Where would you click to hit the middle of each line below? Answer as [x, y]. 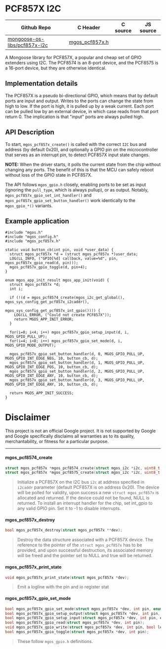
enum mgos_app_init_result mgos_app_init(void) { [57, 280]
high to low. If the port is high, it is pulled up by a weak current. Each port [80, 106]
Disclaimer [28, 417]
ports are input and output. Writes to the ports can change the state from [79, 101]
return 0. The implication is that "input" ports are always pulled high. [75, 117]
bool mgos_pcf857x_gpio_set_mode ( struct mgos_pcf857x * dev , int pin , [78, 609]
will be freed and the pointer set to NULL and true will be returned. [85, 556]
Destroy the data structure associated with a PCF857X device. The [85, 540]
